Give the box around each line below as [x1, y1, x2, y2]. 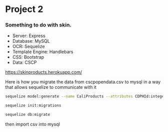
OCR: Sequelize [12, 44, 45, 50]
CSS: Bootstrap [12, 54, 44, 60]
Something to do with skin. [5, 22, 71, 29]
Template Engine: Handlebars [12, 49, 73, 55]
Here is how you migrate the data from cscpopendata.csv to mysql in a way [5, 79, 161, 85]
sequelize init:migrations [5, 103, 61, 108]
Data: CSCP [12, 59, 37, 66]
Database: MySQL [12, 38, 50, 44]
